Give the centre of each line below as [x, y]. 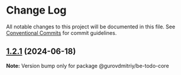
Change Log [36, 10]
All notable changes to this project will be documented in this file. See [91, 27]
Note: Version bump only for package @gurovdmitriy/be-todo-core [88, 66]
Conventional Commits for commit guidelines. [61, 32]
